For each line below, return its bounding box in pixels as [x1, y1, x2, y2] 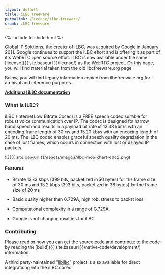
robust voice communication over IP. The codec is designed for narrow [5, 118, 149, 124]
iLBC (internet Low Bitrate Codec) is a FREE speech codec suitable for [5, 113, 148, 119]
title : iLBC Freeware [5, 12, 50, 17]
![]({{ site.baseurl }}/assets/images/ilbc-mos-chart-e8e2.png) [5, 154, 131, 160]
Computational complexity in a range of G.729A [12, 206, 109, 212]
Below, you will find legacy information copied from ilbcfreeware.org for [5, 75, 151, 80]
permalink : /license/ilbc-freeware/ [5, 16, 80, 21]
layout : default [5, 7, 38, 12]
